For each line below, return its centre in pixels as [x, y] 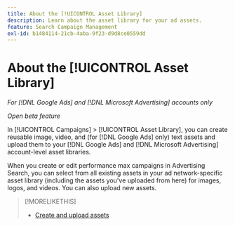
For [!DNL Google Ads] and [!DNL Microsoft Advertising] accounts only [110, 102]
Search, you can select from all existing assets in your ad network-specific [115, 173]
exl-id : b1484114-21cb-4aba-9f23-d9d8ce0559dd [76, 33]
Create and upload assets [72, 215]
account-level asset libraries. [49, 152]
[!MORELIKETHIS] [50, 201]
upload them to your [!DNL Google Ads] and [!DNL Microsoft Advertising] [113, 145]
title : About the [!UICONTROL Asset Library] [75, 14]
